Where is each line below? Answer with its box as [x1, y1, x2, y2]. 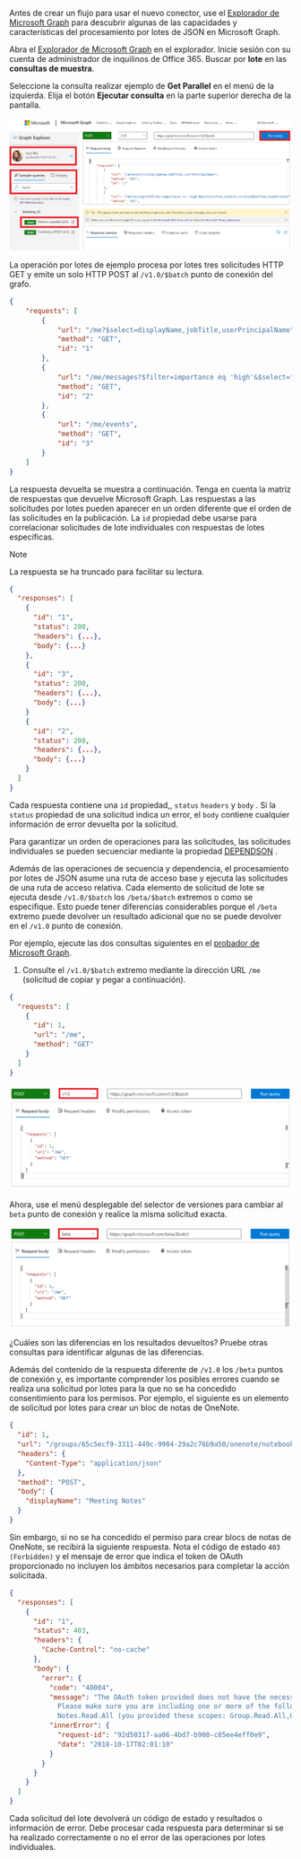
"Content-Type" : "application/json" [25, 1459, 163, 1468]
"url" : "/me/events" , [56, 420, 139, 429]
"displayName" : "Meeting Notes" [25, 1496, 146, 1506]
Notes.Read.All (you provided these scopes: [56, 1712, 227, 1721]
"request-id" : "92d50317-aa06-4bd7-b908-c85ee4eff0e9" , [56, 1731, 271, 1740]
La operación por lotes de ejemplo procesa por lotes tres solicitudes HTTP [9, 259, 284, 270]
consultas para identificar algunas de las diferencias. [9, 1346, 204, 1358]
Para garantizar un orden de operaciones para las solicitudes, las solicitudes [9, 836, 291, 846]
